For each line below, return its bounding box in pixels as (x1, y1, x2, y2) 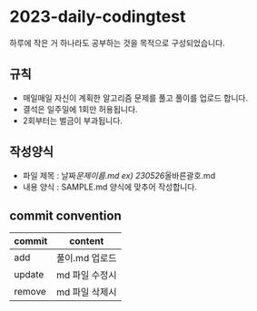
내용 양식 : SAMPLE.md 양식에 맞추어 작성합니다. (22, 181, 198, 192)
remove (14, 286, 47, 298)
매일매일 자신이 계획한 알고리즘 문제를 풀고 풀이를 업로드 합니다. (22, 92, 248, 103)
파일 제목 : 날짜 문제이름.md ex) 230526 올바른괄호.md (22, 170, 216, 180)
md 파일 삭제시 (55, 286, 117, 298)
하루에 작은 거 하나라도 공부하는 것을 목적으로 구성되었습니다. (9, 37, 225, 48)
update (14, 268, 44, 281)
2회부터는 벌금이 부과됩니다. (22, 115, 123, 126)
